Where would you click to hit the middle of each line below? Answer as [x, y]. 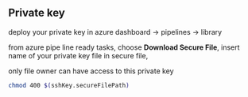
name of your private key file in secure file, [78, 55]
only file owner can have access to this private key [91, 71]
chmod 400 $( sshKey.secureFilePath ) [69, 85]
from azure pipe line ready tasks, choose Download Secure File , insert [124, 47]
